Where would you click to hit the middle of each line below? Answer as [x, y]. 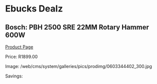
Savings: [14, 76]
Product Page [19, 47]
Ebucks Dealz [34, 9]
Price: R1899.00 [21, 56]
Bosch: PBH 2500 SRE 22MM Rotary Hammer [77, 27]
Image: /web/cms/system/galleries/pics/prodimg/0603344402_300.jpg [79, 66]
